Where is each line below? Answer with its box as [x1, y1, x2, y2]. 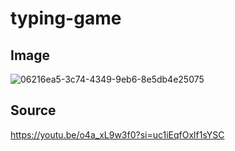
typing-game [10, 7, 122, 30]
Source [10, 102, 57, 119]
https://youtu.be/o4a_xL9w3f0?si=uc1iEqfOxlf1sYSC [10, 128, 225, 141]
